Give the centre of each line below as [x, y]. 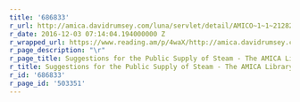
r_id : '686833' [37, 75]
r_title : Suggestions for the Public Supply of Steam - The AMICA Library [151, 67]
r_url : [21, 26]
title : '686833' [39, 17]
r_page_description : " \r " [57, 51]
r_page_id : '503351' [48, 83]
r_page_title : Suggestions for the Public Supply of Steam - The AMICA [145, 59]
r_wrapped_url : [37, 42]
